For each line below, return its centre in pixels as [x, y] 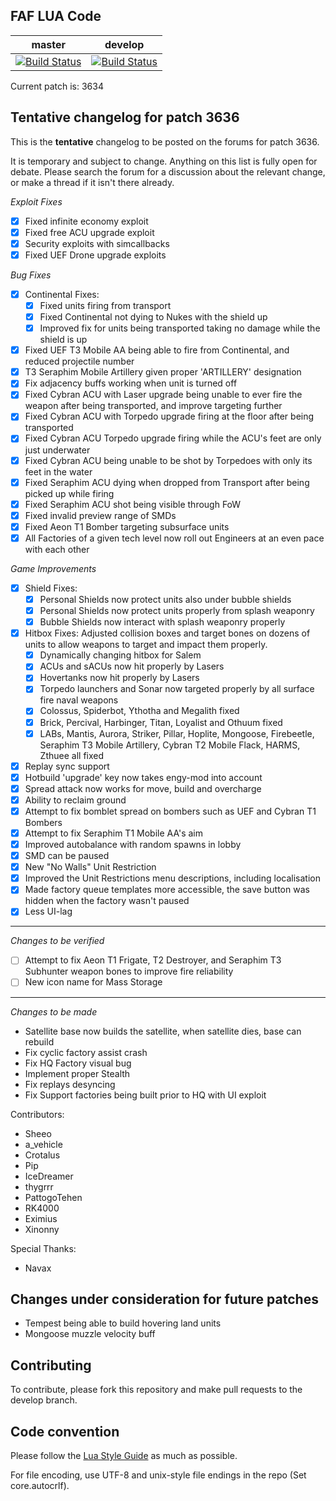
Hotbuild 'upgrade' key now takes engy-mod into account [143, 777]
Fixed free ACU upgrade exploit [89, 232]
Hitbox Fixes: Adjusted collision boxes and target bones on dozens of [167, 633]
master [49, 44]
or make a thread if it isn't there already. [92, 182]
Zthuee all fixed [72, 755]
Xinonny [42, 1229]
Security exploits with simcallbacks [97, 243]
